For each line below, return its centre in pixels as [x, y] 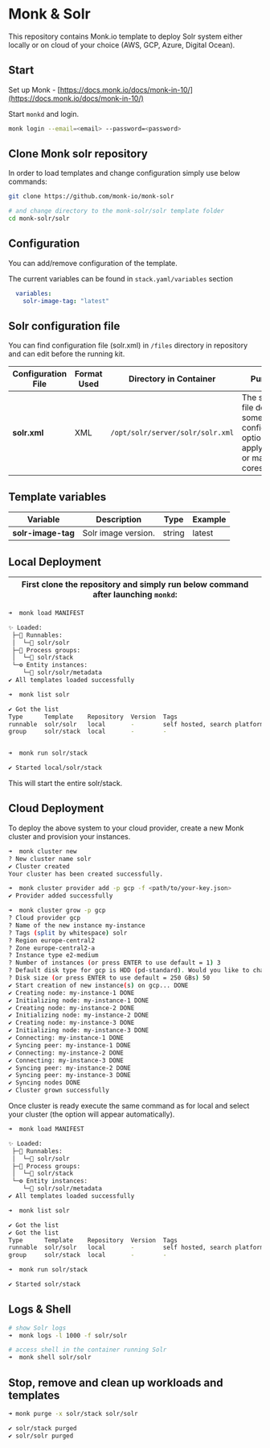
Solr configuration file [64, 326]
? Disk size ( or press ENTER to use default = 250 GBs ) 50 [109, 978]
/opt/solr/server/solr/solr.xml [172, 433]
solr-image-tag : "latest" [66, 301]
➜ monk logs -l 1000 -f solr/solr [68, 1335]
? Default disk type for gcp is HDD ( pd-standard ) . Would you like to [129, 971]
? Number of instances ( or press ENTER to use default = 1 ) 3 [115, 963]
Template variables [57, 497]
